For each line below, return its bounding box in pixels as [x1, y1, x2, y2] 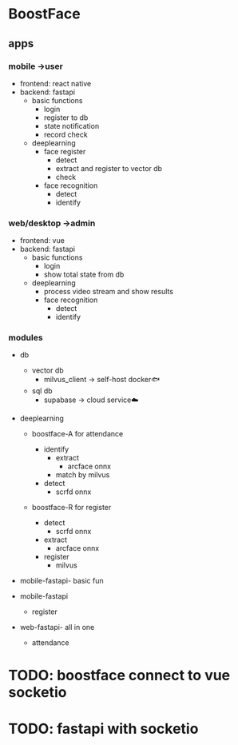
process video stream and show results [43, 287, 174, 297]
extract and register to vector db [55, 163, 162, 173]
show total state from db [43, 269, 125, 280]
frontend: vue [19, 236, 65, 245]
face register [43, 146, 86, 156]
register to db [43, 113, 89, 122]
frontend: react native [19, 78, 92, 88]
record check [43, 129, 88, 139]
